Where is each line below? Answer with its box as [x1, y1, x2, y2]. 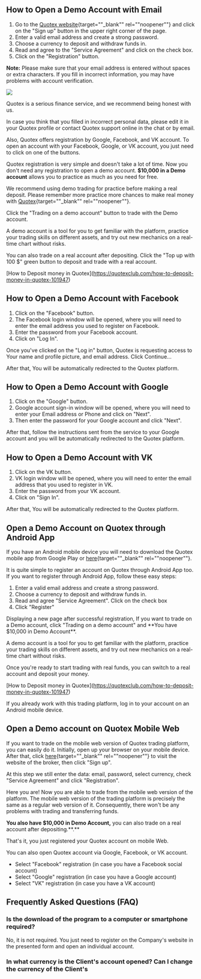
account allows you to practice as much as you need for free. [6, 173, 159, 180]
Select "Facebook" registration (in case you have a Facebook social [14, 860, 183, 867]
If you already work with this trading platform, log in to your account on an [6, 700, 190, 708]
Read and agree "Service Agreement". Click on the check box [14, 597, 167, 604]
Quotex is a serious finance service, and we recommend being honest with [6, 100, 191, 107]
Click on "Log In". [14, 335, 58, 342]
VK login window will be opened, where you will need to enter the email [14, 474, 192, 482]
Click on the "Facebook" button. [14, 309, 95, 317]
